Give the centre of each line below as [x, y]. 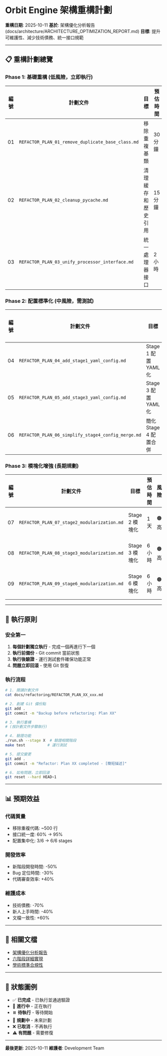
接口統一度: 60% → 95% [38, 835]
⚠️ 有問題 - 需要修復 [33, 1033]
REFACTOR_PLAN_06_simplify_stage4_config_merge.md [80, 435]
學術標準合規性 [28, 965]
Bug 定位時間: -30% [33, 873]
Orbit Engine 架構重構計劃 [59, 10]
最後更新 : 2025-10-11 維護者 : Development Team [55, 1048]
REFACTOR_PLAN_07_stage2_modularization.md [71, 523]
